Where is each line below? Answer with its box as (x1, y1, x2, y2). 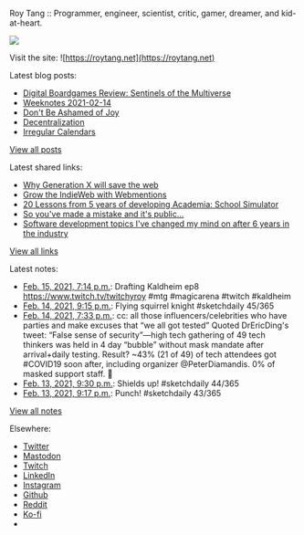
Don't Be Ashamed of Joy (22, 107, 121, 118)
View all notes (9, 405, 62, 416)
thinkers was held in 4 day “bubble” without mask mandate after (22, 340, 265, 350)
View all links (9, 246, 59, 257)
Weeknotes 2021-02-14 (22, 98, 112, 108)
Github (22, 489, 48, 500)
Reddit (22, 499, 47, 509)
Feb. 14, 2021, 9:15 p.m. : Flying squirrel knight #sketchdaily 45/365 (22, 300, 275, 311)
